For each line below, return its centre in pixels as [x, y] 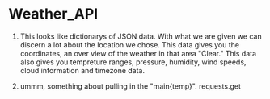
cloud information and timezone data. [82, 70]
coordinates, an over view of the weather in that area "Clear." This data [138, 53]
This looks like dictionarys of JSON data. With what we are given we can [141, 36]
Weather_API [53, 14]
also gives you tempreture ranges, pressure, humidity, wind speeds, [133, 62]
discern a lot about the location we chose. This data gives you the [130, 44]
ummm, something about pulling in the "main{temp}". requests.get [130, 86]
